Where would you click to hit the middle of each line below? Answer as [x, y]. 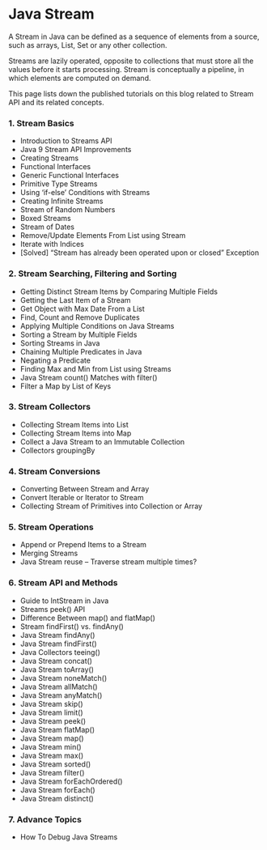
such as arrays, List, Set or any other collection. [88, 45]
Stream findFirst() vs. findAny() [72, 626]
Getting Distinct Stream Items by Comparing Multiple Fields [119, 291]
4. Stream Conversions [55, 471]
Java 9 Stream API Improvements [76, 150]
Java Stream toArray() [57, 669]
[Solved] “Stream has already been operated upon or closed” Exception [140, 253]
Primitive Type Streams [59, 184]
